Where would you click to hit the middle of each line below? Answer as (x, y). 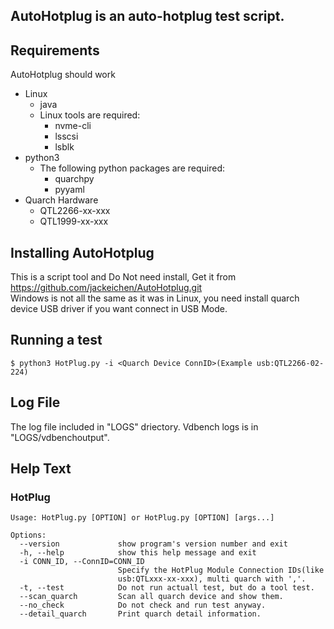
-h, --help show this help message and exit (138, 553)
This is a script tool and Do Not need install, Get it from (123, 277)
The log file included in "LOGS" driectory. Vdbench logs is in (134, 426)
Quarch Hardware (61, 200)
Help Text (41, 469)
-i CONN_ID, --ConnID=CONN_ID (82, 562)
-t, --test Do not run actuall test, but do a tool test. (167, 588)
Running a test (56, 340)
